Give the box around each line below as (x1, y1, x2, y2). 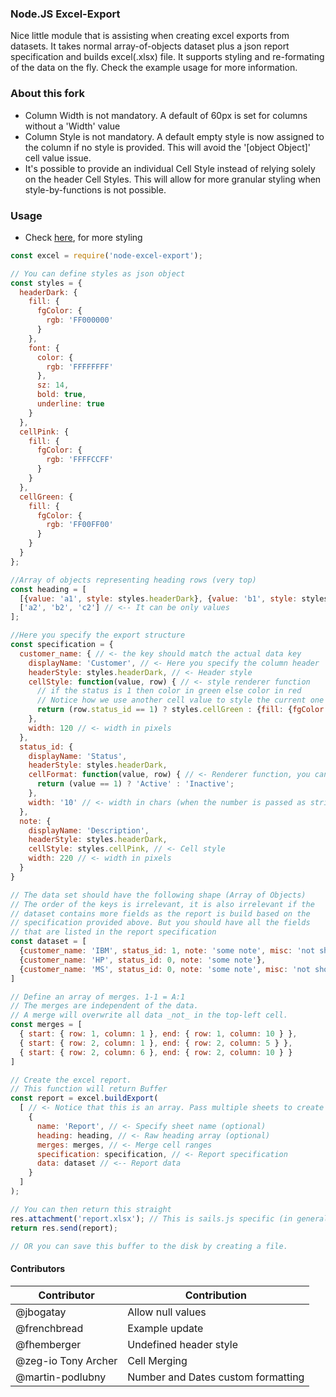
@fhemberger (15, 1337, 82, 1351)
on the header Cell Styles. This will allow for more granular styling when (24, 173, 322, 185)
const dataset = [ (10, 937, 87, 947)
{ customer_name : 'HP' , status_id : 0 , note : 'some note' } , (19, 955, 267, 965)
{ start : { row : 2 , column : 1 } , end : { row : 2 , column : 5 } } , (19, 1038, 293, 1048)
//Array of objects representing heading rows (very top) (10, 575, 257, 585)
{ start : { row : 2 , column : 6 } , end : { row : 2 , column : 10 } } (19, 1047, 293, 1057)
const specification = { (10, 640, 114, 650)
